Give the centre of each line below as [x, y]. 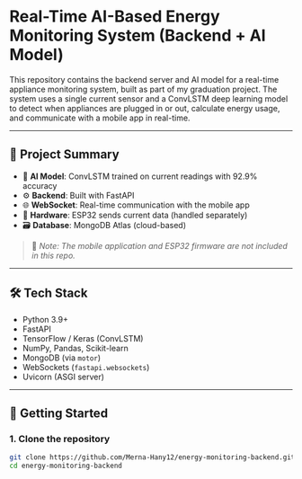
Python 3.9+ [45, 319]
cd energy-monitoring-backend [66, 466]
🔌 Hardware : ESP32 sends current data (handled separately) [135, 215]
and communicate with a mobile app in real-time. [100, 118]
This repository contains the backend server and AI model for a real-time [144, 79]
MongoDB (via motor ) [62, 358]
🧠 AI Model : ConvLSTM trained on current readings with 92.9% [140, 176]
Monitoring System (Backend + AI [138, 35]
